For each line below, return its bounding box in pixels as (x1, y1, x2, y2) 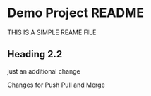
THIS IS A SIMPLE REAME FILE (7, 28, 97, 36)
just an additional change (7, 67, 81, 75)
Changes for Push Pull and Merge (7, 81, 106, 89)
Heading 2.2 (7, 48, 63, 60)
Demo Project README (7, 5, 145, 21)
